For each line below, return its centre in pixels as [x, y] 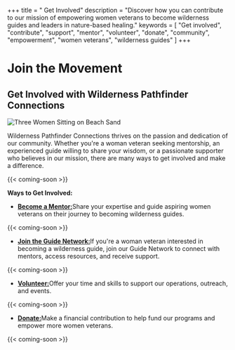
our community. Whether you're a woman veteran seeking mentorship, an [114, 143]
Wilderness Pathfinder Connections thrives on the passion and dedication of [117, 136]
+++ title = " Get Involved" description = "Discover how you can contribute [115, 10]
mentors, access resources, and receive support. [88, 256]
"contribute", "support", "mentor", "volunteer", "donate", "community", [109, 32]
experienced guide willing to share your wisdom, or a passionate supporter [116, 151]
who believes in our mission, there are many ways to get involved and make [116, 158]
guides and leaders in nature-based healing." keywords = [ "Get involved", [115, 25]
